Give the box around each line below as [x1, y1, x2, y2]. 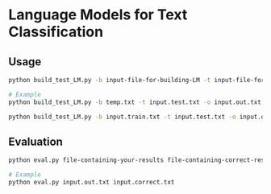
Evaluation [8, 134, 63, 148]
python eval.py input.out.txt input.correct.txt [8, 179, 175, 187]
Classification [8, 23, 103, 41]
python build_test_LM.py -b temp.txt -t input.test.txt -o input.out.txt [8, 98, 262, 106]
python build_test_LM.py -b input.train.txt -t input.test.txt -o [8, 113, 236, 121]
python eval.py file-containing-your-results [8, 156, 164, 164]
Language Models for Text [8, 6, 188, 24]
